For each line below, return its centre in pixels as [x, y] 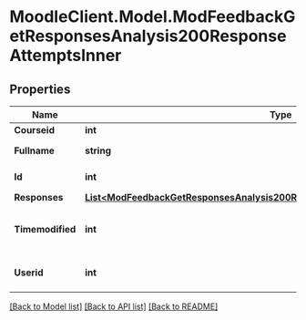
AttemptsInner [66, 56]
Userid [29, 273]
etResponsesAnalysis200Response [148, 36]
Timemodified [45, 229]
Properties [40, 89]
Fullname [34, 150]
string [98, 150]
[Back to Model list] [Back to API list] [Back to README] [114, 306]
